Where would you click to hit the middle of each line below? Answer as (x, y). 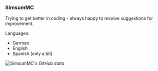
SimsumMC (19, 7)
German (21, 43)
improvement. (19, 23)
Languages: (17, 33)
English (20, 48)
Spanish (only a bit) (32, 53)
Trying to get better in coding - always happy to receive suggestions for (79, 18)
